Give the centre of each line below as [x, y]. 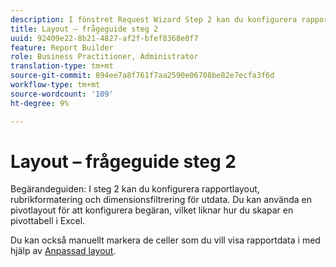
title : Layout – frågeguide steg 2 [84, 29]
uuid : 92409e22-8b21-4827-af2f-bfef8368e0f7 [104, 38]
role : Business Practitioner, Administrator [104, 57]
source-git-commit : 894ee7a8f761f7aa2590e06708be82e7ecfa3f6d [142, 76]
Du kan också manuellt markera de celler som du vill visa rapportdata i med [165, 240]
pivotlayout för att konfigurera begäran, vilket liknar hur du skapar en [152, 210]
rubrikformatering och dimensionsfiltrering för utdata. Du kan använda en [161, 200]
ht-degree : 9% [40, 103]
